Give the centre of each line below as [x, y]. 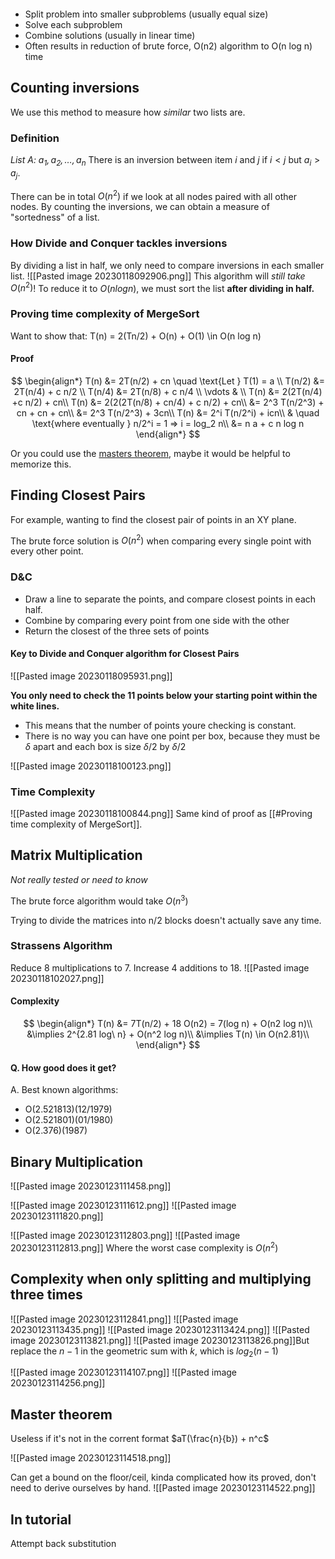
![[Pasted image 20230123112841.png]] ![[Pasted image [124, 1319]
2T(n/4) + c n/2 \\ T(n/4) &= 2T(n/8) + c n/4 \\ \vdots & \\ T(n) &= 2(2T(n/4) [168, 391]
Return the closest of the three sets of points [117, 631]
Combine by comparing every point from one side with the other [157, 620]
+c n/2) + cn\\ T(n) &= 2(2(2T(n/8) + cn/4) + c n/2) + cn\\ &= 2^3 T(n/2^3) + [168, 402]
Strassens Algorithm [61, 946]
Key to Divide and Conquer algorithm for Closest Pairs [125, 654]
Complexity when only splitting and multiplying [161, 1279]
